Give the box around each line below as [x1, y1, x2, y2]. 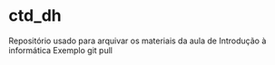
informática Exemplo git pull [8, 44, 113, 55]
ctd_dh [8, 5, 63, 26]
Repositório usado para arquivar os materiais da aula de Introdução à [8, 35, 267, 46]
